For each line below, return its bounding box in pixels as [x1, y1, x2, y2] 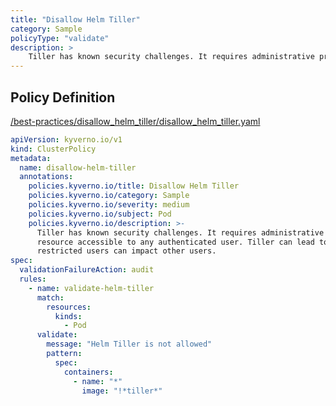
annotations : [19, 172, 74, 182]
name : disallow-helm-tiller [19, 162, 137, 173]
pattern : [46, 349, 83, 359]
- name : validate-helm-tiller [28, 283, 155, 293]
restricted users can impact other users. [36, 246, 217, 256]
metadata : [10, 153, 52, 163]
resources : [46, 302, 92, 312]
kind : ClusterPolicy [10, 144, 97, 154]
